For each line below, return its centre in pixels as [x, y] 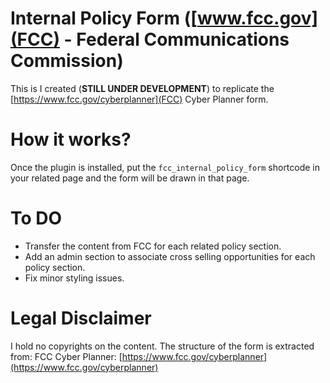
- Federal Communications [176, 39]
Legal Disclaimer [81, 318]
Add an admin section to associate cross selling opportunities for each [170, 256]
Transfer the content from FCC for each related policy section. [153, 246]
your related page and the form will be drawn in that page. [130, 178]
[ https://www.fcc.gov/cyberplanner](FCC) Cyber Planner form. [139, 99]
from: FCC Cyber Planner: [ [66, 356]
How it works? [71, 139]
